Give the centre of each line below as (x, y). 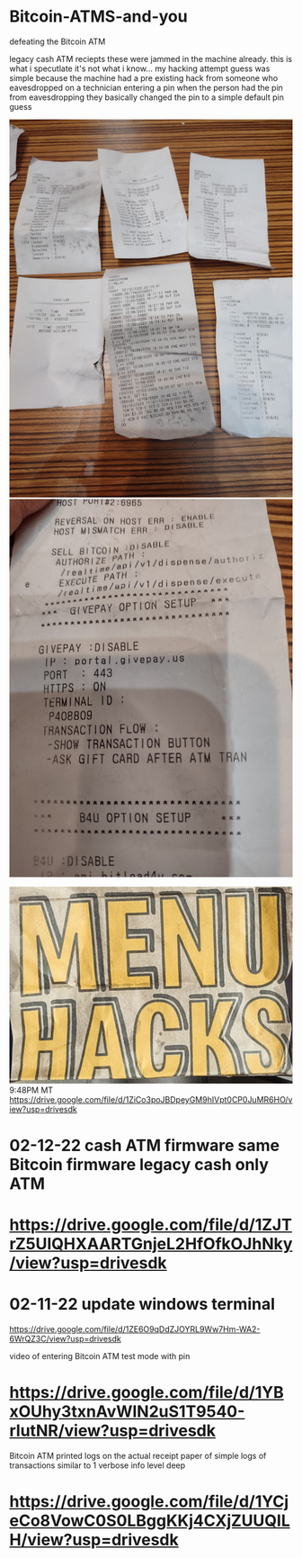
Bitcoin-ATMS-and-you (98, 17)
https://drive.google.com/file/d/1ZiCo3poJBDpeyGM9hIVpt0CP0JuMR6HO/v (151, 1099)
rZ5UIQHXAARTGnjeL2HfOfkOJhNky (151, 1244)
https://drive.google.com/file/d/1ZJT (151, 1225)
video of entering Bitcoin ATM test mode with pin (100, 1356)
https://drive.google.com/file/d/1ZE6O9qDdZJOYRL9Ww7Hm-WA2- (135, 1329)
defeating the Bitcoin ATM (58, 41)
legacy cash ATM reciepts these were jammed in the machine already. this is (151, 59)
